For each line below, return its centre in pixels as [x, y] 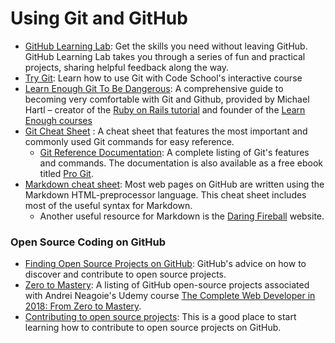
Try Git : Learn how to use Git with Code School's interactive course [163, 78]
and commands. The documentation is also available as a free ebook [181, 163]
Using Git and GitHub [99, 18]
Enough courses [58, 120]
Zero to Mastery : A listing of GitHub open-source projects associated [167, 285]
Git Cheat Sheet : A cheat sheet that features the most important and [166, 131]
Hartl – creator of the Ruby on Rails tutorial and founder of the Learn [165, 109]
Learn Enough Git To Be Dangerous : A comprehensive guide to [154, 88]
